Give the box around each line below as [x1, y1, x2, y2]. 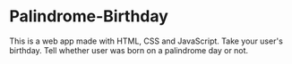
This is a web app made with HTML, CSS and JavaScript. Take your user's [9, 36, 284, 46]
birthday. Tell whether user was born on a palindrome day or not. [9, 44, 249, 55]
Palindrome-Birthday [9, 6, 168, 27]
